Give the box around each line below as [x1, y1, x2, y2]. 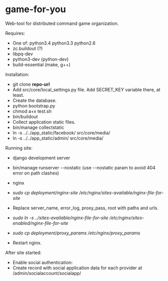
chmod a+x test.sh [12, 108, 52, 114]
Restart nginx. [12, 239, 42, 245]
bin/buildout [12, 113, 38, 120]
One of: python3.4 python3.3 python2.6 [12, 40, 96, 46]
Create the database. [12, 97, 57, 103]
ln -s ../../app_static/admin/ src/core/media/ [12, 135, 104, 141]
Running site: [5, 145, 33, 151]
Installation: [5, 71, 29, 77]
